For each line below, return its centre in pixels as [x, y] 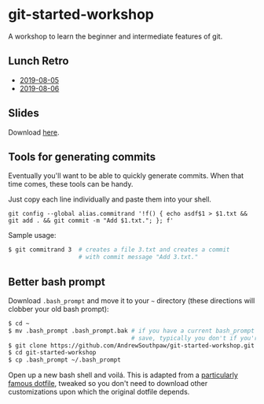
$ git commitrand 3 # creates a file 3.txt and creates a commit [119, 250]
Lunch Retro [38, 61]
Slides [24, 113]
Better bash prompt [57, 282]
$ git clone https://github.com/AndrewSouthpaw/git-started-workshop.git [132, 345]
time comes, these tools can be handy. [71, 184]
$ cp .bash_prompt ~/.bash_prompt [65, 360]
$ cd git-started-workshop [52, 353]
